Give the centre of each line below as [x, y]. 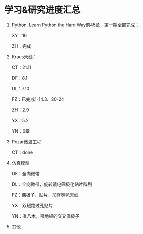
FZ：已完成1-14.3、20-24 [38, 99]
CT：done [22, 152]
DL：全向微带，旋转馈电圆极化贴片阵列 [52, 184]
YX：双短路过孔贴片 [32, 205]
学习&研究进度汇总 [43, 10]
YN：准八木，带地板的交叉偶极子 [46, 216]
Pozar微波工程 [27, 141]
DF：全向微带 [26, 173]
